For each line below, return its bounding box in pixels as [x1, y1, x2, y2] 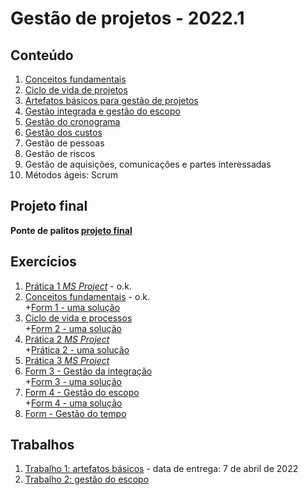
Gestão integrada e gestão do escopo [24, 105, 181, 117]
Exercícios [10, 253, 77, 271]
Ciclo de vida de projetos [24, 84, 128, 96]
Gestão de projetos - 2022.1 [10, 7, 245, 30]
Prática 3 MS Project [24, 354, 110, 366]
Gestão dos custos [24, 127, 103, 138]
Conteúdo [10, 47, 74, 64]
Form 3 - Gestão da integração [24, 365, 153, 377]
